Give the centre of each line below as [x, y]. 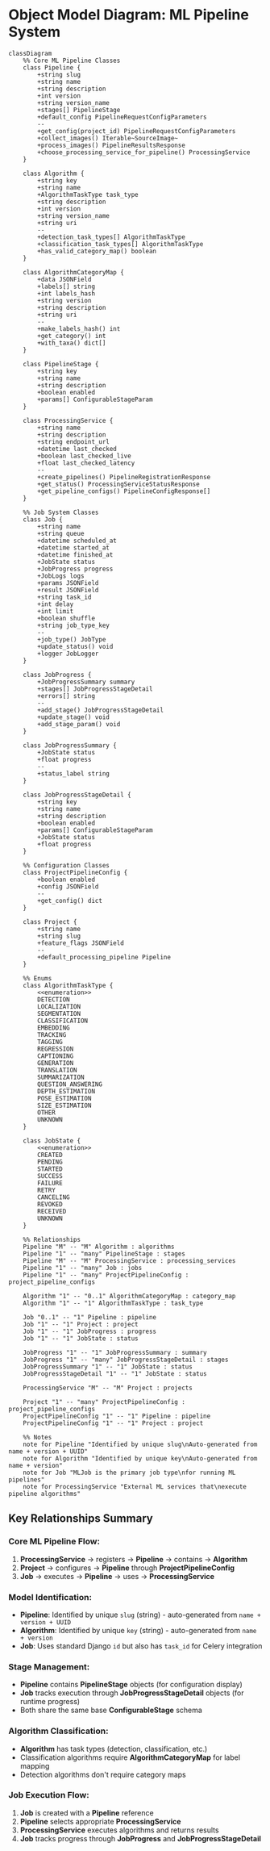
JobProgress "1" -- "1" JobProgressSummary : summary [115, 1352]
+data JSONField [64, 279]
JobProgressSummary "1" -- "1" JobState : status [108, 1366]
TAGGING [50, 1042]
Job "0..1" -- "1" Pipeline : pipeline [90, 1317]
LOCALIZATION [59, 1006]
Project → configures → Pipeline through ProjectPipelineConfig [127, 1568]
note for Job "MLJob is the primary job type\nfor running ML [129, 1473]
